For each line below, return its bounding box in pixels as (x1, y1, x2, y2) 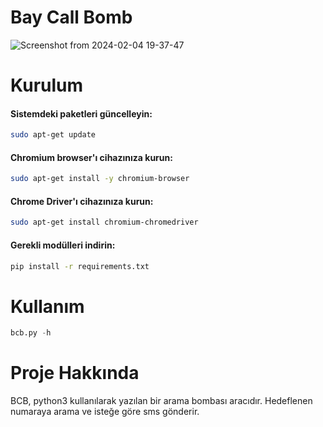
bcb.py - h (10, 328, 52, 338)
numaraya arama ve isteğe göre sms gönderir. (10, 406, 200, 418)
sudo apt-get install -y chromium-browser (10, 174, 190, 184)
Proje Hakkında (10, 362, 140, 385)
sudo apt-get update (10, 130, 97, 140)
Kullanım (10, 295, 85, 318)
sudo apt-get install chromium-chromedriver (10, 217, 199, 228)
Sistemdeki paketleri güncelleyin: (10, 107, 153, 120)
